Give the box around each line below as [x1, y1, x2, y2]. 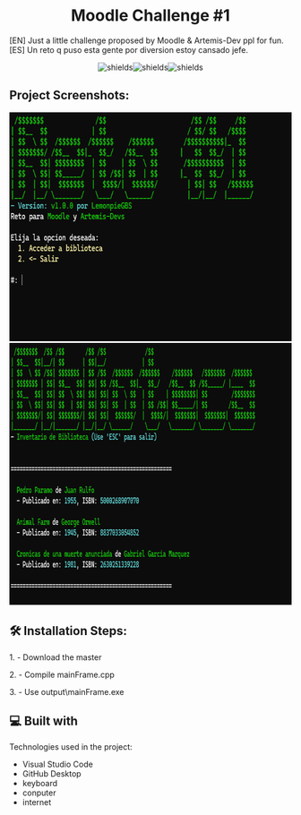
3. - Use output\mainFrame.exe [9, 686, 125, 697]
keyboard [21, 778, 58, 789]
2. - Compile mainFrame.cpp [9, 669, 115, 680]
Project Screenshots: [9, 88, 130, 103]
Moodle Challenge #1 [71, 5, 230, 26]
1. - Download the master [9, 651, 102, 663]
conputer [21, 787, 56, 798]
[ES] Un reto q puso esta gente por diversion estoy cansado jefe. [9, 44, 249, 55]
